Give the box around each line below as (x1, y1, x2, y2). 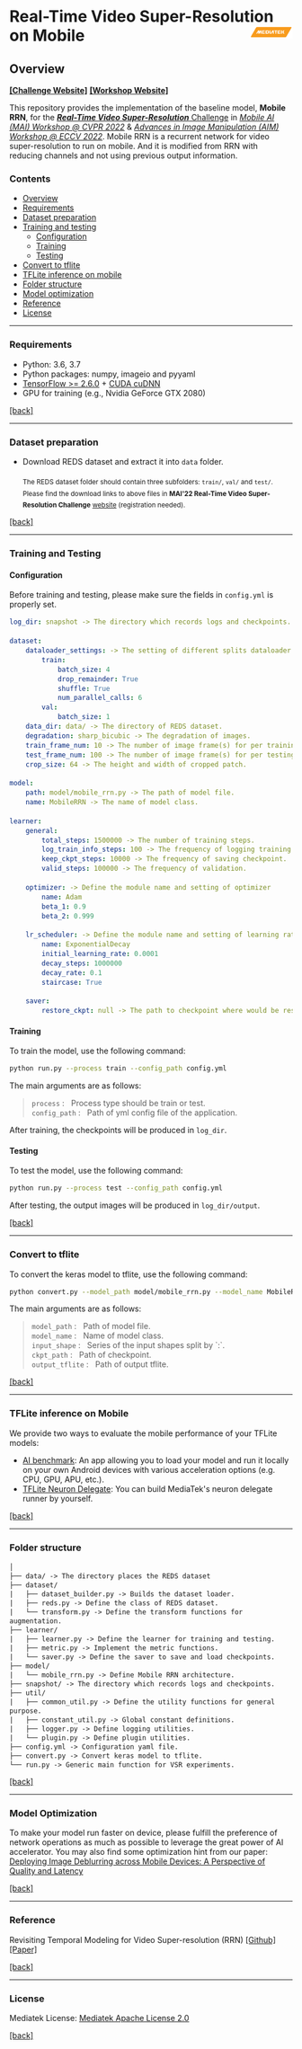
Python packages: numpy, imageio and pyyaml (22, 368, 196, 379)
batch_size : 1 (57, 713, 111, 722)
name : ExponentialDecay (41, 940, 130, 949)
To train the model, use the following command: (9, 1045, 186, 1057)
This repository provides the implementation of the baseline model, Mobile (9, 102, 286, 113)
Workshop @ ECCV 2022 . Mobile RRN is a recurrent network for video (9, 131, 270, 141)
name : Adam (41, 892, 83, 901)
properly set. (9, 599, 57, 610)
